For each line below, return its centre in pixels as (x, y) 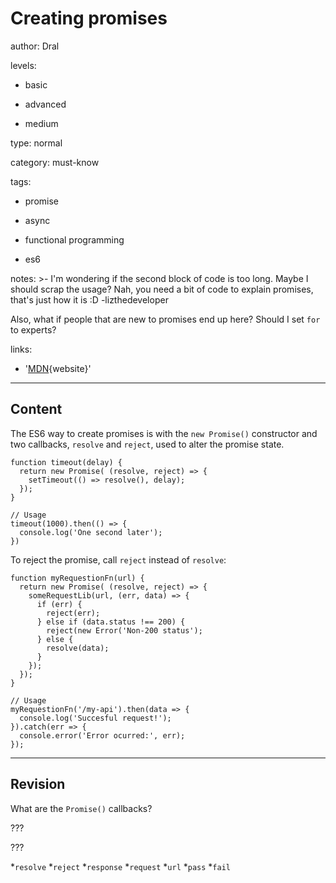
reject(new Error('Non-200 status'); (124, 630)
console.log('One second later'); (91, 532)
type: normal (36, 143)
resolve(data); (78, 648)
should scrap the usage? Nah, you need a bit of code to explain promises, (162, 289)
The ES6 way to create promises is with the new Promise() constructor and (164, 433)
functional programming (74, 239)
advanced (45, 104)
